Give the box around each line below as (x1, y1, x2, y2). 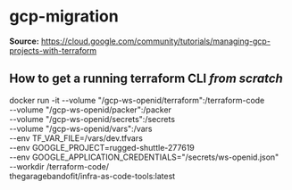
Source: (9, 36, 40, 46)
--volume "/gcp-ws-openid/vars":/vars (9, 123, 153, 134)
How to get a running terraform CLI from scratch (9, 71, 283, 87)
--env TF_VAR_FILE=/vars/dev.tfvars (9, 132, 143, 144)
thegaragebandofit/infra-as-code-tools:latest (9, 170, 176, 181)
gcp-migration (9, 6, 119, 27)
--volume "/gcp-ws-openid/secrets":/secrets (9, 113, 176, 124)
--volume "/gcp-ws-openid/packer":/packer (9, 104, 172, 115)
